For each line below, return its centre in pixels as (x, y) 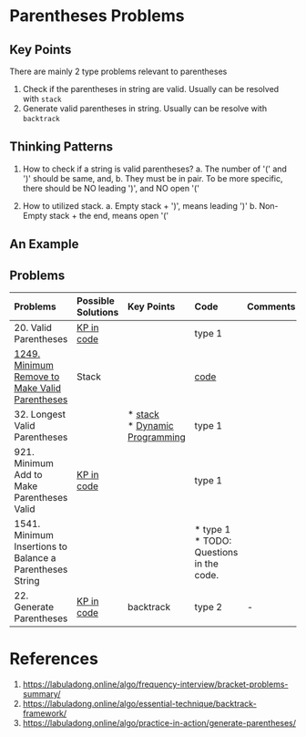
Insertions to (41, 546)
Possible (96, 301)
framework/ (45, 713)
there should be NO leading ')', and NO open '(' (111, 188)
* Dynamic (151, 426)
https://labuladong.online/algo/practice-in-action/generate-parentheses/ (159, 722)
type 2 (209, 607)
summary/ (41, 693)
